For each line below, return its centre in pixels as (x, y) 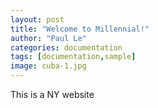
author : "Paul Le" (48, 38)
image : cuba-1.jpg (48, 66)
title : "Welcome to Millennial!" (80, 29)
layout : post (37, 19)
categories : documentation (66, 47)
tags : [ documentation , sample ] (73, 57)
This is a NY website (52, 94)
